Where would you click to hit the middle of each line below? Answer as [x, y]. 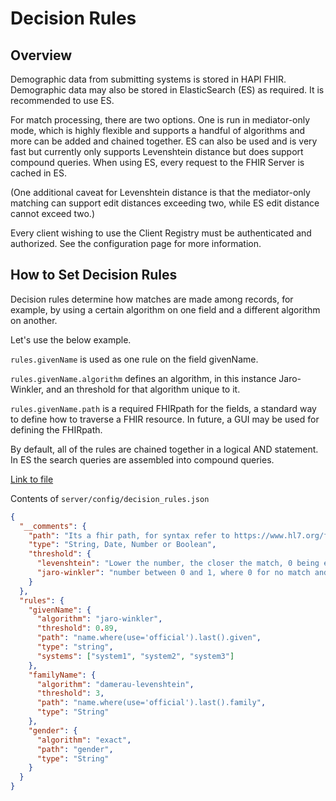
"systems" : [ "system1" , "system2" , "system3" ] [135, 656]
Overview [41, 55]
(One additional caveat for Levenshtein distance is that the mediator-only [160, 192]
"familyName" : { [62, 675]
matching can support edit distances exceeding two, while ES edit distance [165, 203]
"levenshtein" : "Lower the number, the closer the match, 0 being [178, 563]
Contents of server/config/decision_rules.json [110, 498]
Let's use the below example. [71, 339]
